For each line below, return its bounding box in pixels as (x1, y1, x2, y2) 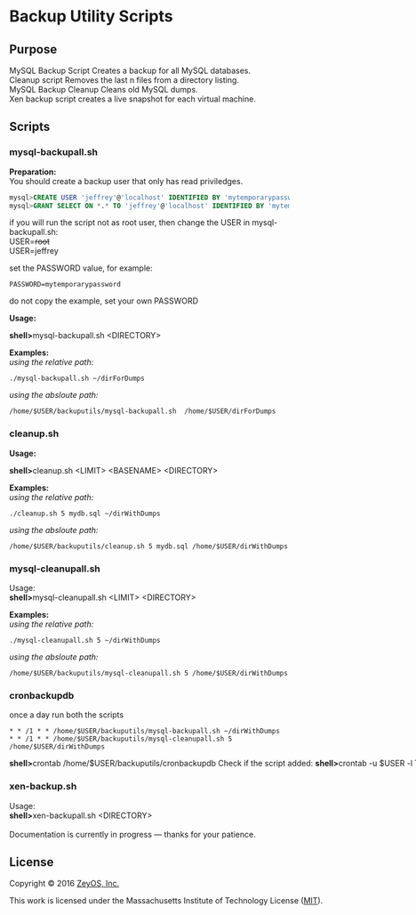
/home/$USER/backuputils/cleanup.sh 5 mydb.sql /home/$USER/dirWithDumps (9, 541, 289, 551)
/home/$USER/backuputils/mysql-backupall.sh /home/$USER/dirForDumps (9, 407, 276, 416)
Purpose (9, 42, 58, 57)
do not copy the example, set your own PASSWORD (9, 296, 198, 306)
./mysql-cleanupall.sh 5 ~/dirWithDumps (9, 636, 162, 645)
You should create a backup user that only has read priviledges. (9, 175, 244, 186)
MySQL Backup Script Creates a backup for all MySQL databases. (9, 65, 252, 76)
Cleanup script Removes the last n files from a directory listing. (9, 75, 240, 85)
